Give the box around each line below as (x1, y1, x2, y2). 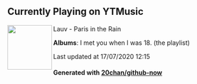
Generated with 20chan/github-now (53, 68, 163, 77)
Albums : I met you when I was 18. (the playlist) (53, 38, 191, 47)
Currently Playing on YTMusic (7, 6, 144, 18)
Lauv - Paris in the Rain (53, 24, 122, 33)
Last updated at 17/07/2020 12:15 (53, 52, 151, 61)
